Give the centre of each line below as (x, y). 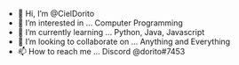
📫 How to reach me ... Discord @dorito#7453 (101, 51)
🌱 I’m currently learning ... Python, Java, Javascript (111, 32)
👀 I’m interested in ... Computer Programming (100, 23)
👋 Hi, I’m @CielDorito (56, 14)
